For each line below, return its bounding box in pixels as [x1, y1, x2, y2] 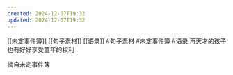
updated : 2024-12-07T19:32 [7, 17, 86, 24]
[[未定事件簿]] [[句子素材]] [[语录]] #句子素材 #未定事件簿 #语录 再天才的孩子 [7, 36, 227, 45]
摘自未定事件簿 [7, 60, 50, 68]
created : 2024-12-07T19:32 [7, 10, 86, 17]
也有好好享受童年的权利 [7, 45, 74, 53]
